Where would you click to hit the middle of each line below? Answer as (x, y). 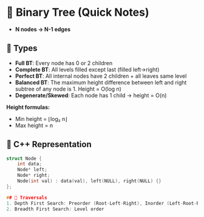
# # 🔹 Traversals (27, 198)
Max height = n (34, 125)
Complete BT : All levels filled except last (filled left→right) (87, 69)
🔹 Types (22, 48)
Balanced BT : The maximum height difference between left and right (101, 82)
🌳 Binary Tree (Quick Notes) (78, 12)
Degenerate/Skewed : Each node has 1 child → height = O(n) (91, 95)
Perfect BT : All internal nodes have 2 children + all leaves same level (101, 76)
